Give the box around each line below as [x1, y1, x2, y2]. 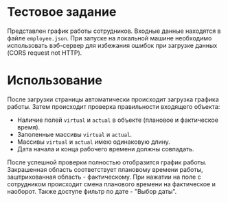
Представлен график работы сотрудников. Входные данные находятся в [7, 27, 221, 35]
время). [16, 123, 41, 131]
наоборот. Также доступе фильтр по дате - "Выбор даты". [7, 187, 177, 195]
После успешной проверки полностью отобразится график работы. [7, 158, 207, 166]
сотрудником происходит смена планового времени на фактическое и [7, 179, 216, 188]
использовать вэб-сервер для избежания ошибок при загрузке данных [7, 41, 218, 49]
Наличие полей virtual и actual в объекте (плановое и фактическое [16, 116, 218, 124]
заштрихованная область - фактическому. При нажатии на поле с [7, 173, 201, 181]
